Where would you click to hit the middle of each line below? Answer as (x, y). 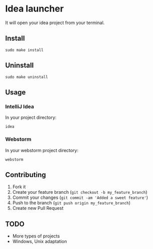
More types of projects (36, 236)
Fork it (19, 187)
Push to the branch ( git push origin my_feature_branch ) (71, 203)
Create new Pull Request (38, 208)
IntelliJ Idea (20, 106)
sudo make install (24, 50)
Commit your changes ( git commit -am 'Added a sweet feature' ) (80, 198)
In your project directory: (31, 117)
